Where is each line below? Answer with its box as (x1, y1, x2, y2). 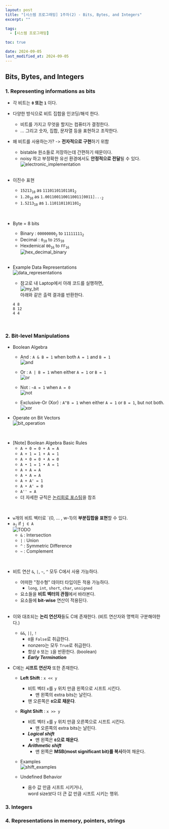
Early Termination (27, 655, 67, 661)
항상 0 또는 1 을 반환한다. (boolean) (27, 648, 97, 655)
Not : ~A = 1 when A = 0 (20, 384, 71, 390)
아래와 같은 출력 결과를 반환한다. (20, 292, 84, 298)
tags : (5, 26, 17, 31)
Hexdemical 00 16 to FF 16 (20, 243, 70, 250)
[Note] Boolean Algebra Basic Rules (12, 440, 88, 446)
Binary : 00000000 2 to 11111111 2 (20, 230, 85, 237)
